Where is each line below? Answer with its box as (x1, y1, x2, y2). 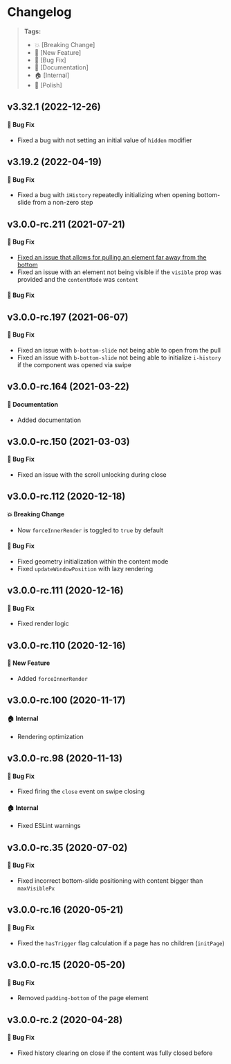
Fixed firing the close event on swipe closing (17, 787, 145, 795)
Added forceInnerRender (17, 675, 88, 683)
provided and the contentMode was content (17, 275, 139, 283)
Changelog (7, 4, 72, 20)
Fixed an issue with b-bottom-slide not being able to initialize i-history (17, 353, 221, 362)
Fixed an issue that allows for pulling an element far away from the (17, 253, 207, 261)
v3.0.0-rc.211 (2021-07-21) (7, 218, 126, 230)
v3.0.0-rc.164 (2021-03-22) (7, 381, 130, 393)
